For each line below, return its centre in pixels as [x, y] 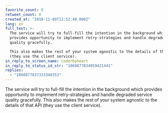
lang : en [14, 24]
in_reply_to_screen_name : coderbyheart [47, 61]
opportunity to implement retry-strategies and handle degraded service [79, 94]
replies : [14, 70]
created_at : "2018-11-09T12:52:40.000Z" [48, 19]
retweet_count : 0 [23, 15]
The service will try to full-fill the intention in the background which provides [84, 89]
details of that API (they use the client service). [53, 105]
